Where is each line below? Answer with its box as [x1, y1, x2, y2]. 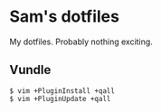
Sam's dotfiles [9, 6, 120, 27]
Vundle [9, 62, 52, 78]
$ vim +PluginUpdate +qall [9, 94, 111, 103]
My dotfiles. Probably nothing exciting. [9, 36, 154, 47]
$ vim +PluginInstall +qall [9, 86, 116, 96]
